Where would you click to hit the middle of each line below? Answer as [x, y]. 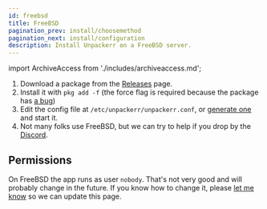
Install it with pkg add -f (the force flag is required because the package [139, 92]
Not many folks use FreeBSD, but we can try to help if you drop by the [135, 127]
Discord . [34, 135]
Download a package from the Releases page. [96, 84]
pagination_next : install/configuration [77, 38]
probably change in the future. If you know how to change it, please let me [131, 187]
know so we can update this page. [65, 196]
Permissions [40, 160]
